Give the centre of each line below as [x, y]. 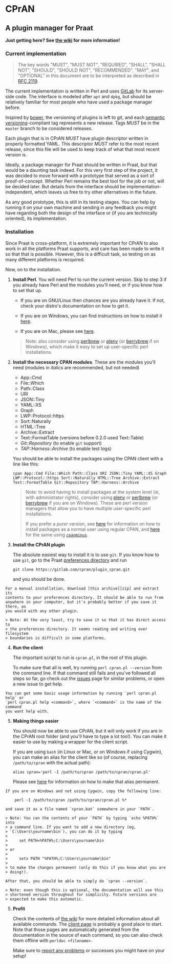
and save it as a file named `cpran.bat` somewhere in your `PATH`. [80, 809]
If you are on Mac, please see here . [58, 331]
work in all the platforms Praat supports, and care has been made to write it [85, 248]
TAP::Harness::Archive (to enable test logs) [66, 449]
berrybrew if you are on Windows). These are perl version [87, 503]
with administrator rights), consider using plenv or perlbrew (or [92, 497]
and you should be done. [39, 579]
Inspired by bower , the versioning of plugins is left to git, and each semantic [85, 118]
